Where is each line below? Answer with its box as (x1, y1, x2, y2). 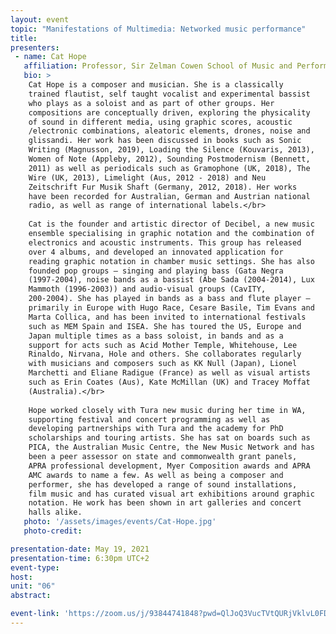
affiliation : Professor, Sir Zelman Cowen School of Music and (23, 61, 293, 71)
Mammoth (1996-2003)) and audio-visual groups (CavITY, (28, 284, 267, 295)
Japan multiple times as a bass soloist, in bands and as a (28, 331, 284, 341)
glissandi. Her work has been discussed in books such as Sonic (28, 136, 302, 146)
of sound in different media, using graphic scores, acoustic (28, 117, 293, 127)
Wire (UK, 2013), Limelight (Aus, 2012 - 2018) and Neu (28, 172, 267, 183)
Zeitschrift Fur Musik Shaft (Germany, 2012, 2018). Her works (28, 182, 298, 192)
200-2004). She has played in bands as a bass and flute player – (28, 294, 311, 304)
